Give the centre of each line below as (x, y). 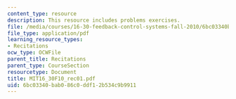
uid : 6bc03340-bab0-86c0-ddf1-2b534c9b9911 (72, 85)
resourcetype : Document (42, 72)
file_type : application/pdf (48, 33)
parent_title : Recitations (47, 59)
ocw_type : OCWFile (34, 53)
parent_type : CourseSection (48, 66)
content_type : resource (42, 14)
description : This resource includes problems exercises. (94, 20)
